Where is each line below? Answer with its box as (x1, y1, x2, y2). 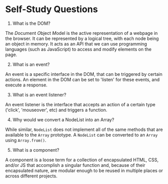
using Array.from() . (5, 137, 46, 143)
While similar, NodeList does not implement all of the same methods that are (5, 126, 163, 132)
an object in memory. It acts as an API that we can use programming (5, 40, 147, 47)
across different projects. (5, 173, 58, 179)
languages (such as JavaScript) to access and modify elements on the (5, 46, 152, 52)
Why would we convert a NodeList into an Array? (12, 116, 115, 122)
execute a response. (5, 82, 48, 88)
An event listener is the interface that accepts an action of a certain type (5, 101, 155, 107)
